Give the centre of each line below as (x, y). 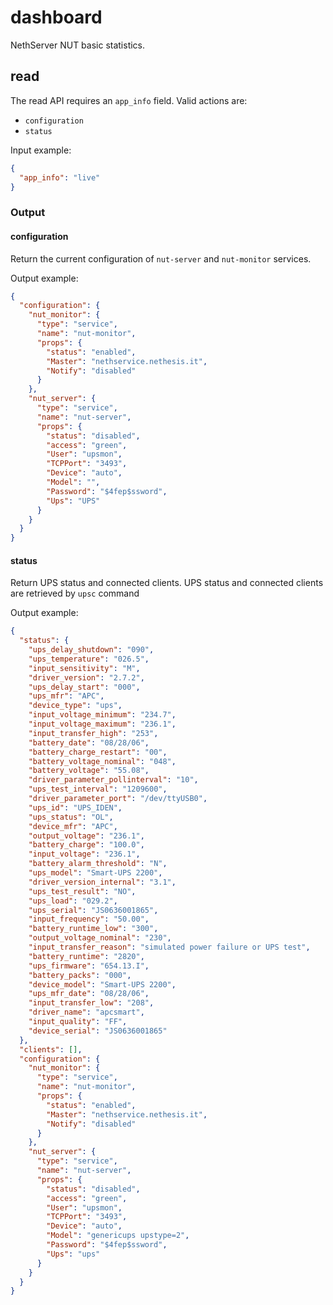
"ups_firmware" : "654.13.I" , (89, 966)
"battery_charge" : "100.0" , (86, 845)
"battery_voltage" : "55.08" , (89, 771)
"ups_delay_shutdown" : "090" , (91, 650)
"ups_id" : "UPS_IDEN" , (75, 807)
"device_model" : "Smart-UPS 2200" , (102, 984)
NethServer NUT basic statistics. (78, 45)
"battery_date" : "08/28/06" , (89, 742)
